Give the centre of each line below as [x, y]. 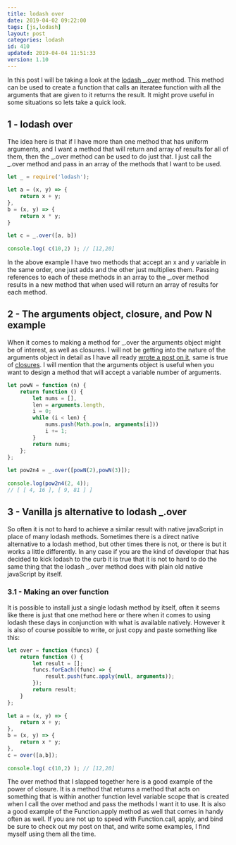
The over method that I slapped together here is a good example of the [110, 782]
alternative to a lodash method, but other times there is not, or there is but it [117, 544]
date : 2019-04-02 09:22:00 [47, 20]
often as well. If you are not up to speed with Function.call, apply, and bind [115, 819]
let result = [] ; [58, 663]
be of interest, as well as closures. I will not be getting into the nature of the [117, 350]
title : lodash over [36, 14]
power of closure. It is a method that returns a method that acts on [104, 789]
